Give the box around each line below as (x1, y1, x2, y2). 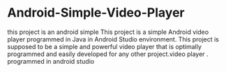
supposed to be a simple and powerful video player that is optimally (7, 42, 202, 51)
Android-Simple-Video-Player (7, 5, 185, 21)
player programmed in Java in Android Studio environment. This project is (7, 35, 220, 43)
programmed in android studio (7, 57, 95, 65)
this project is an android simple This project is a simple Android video (7, 28, 209, 36)
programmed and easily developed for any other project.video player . (7, 50, 209, 58)
